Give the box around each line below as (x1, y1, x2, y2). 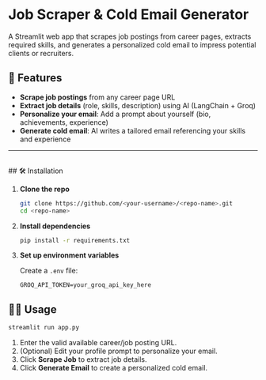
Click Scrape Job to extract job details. (19, 355, 148, 364)
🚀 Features (8, 71, 63, 85)
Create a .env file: (19, 266, 78, 276)
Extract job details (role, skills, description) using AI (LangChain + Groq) (19, 100, 256, 110)
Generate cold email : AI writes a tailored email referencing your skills (19, 126, 246, 135)
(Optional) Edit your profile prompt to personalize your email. (19, 346, 218, 356)
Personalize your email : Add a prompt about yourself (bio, (19, 109, 211, 119)
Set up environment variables (19, 250, 120, 260)
